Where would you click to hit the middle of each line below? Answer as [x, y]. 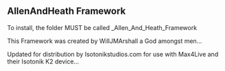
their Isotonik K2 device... [43, 61]
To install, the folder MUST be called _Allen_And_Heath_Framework [102, 27]
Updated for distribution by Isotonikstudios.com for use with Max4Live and [113, 54]
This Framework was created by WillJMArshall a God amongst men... [105, 41]
